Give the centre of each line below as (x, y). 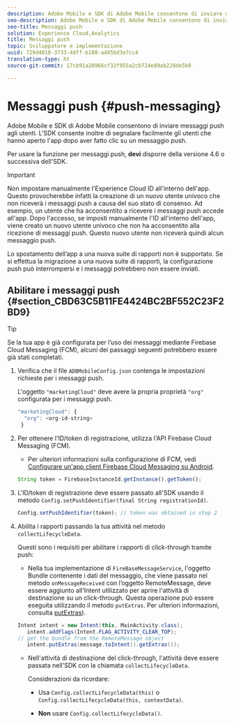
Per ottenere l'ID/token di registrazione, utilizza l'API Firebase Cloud (114, 438)
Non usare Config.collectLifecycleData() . (100, 714)
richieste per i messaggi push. (61, 378)
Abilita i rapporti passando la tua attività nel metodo (91, 526)
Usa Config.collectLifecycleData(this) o (99, 693)
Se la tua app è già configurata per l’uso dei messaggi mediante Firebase (112, 342)
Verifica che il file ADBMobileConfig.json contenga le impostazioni (111, 371)
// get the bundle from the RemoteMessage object (91, 638)
